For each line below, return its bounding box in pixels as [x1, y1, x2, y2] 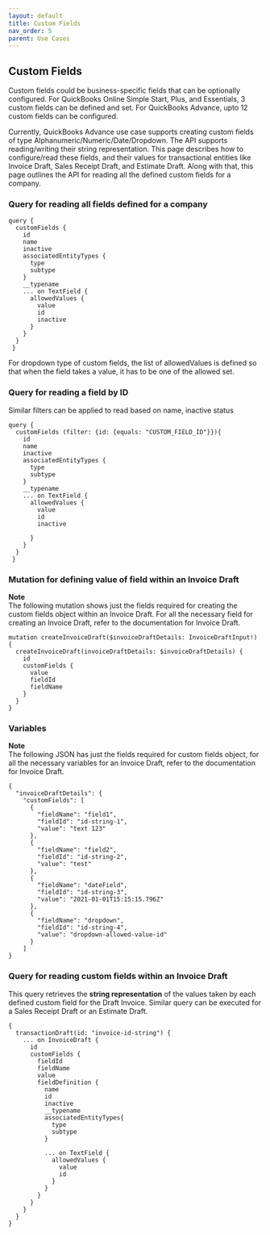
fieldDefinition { [37, 1078, 99, 1086]
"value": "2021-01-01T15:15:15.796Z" [37, 895, 164, 904]
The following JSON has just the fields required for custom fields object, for [8, 750, 260, 760]
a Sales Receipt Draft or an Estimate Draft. [8, 1006, 148, 1015]
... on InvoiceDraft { [23, 1036, 99, 1044]
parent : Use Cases [8, 34, 70, 43]
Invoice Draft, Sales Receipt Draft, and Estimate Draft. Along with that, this [8, 161, 254, 171]
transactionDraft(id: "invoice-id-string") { [15, 1028, 172, 1037]
